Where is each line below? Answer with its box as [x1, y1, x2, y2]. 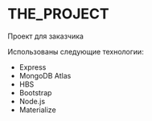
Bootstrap [18, 87, 52, 97]
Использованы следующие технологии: [7, 46, 144, 56]
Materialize [18, 105, 57, 115]
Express [18, 62, 47, 72]
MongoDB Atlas [18, 71, 72, 80]
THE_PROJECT [7, 5, 109, 23]
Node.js [18, 96, 46, 106]
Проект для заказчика [7, 31, 84, 41]
